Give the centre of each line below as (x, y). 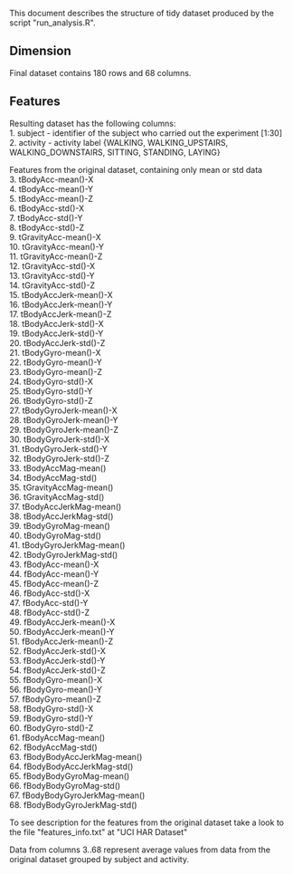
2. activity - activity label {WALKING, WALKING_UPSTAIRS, (119, 142)
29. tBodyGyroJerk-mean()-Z (64, 429)
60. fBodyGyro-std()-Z (52, 727)
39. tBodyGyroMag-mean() (60, 525)
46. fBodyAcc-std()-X (50, 593)
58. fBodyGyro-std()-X (52, 708)
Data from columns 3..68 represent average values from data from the (140, 850)
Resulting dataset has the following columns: (93, 123)
